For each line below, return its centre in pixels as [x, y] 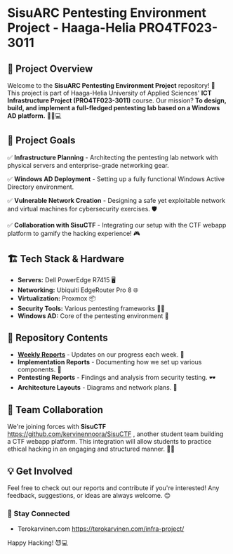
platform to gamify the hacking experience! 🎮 [74, 233]
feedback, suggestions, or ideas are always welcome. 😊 [89, 496]
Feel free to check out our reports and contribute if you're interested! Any [113, 488]
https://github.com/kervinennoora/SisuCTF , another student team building [115, 434]
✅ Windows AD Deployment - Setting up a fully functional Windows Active [116, 179]
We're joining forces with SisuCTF [57, 427]
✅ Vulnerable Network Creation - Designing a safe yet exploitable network [116, 200]
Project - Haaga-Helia [72, 28]
